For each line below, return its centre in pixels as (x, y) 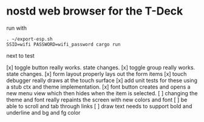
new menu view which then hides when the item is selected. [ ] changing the (102, 93)
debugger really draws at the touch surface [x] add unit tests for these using (102, 80)
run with (17, 28)
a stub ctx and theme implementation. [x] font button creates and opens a (98, 87)
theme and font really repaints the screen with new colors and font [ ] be (97, 100)
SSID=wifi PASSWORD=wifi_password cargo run (63, 44)
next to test (20, 55)
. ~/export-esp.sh (29, 39)
